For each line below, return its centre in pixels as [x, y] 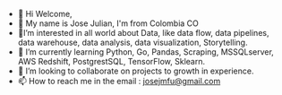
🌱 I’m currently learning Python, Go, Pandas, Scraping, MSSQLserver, [146, 52]
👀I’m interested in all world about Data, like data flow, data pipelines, [143, 33]
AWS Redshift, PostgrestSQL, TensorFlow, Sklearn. [111, 61]
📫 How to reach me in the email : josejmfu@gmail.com [119, 81]
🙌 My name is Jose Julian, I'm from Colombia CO [108, 23]
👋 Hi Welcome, [45, 14]
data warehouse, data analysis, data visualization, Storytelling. [132, 42]
